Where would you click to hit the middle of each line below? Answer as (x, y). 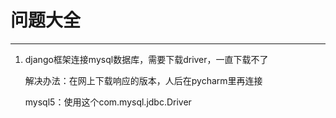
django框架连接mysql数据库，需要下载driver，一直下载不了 (146, 59)
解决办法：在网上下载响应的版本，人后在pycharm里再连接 (143, 80)
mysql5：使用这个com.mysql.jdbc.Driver (108, 102)
